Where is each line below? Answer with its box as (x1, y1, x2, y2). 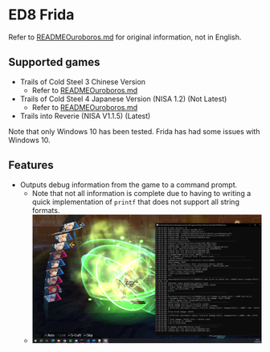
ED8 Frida (8, 6, 75, 24)
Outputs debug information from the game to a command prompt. (19, 179, 238, 190)
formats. (31, 205, 60, 215)
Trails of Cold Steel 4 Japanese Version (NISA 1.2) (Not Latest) (19, 94, 227, 104)
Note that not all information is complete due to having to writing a (31, 188, 252, 198)
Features (8, 158, 54, 172)
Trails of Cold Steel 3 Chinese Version (19, 76, 146, 86)
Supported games (8, 55, 100, 69)
